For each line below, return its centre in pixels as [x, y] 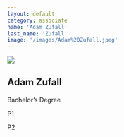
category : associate [38, 20]
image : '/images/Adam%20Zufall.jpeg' [63, 40]
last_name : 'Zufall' [38, 34]
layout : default [31, 14]
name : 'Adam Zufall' [38, 27]
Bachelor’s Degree [34, 100]
